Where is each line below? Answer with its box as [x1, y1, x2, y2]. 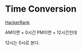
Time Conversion [5, 3, 77, 15]
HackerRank [5, 19, 30, 25]
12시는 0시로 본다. [5, 40, 40, 46]
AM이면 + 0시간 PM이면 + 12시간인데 [5, 29, 77, 35]
